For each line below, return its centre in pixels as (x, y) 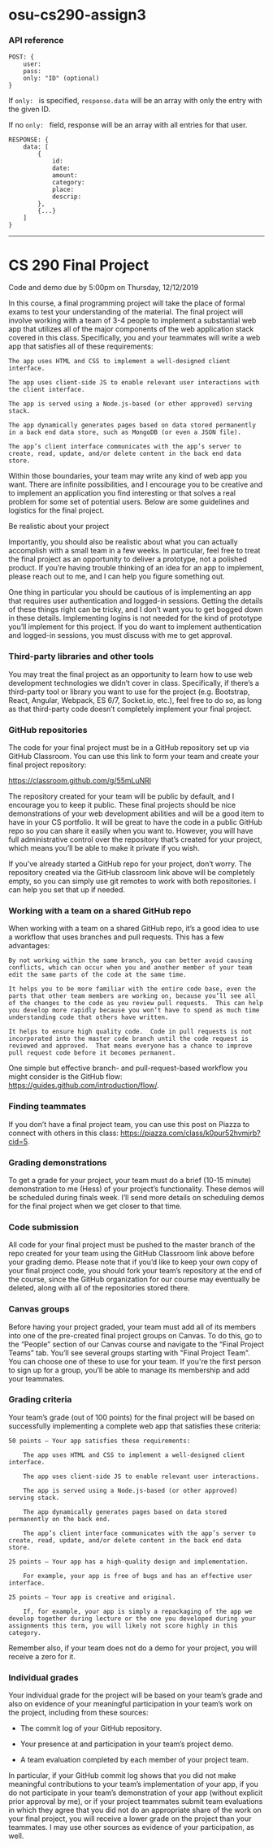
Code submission (44, 1227)
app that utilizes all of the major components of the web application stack (131, 329)
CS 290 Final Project (78, 265)
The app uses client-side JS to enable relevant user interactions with (134, 383)
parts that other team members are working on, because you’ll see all (132, 996)
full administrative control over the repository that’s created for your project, (135, 839)
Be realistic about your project (59, 527)
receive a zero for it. (42, 1656)
